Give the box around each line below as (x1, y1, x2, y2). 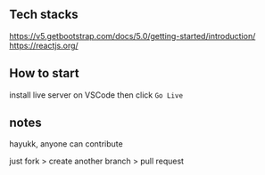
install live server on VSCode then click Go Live (9, 89, 184, 100)
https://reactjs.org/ (9, 40, 79, 51)
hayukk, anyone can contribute (9, 139, 123, 149)
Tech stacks (9, 7, 79, 22)
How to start (9, 66, 79, 81)
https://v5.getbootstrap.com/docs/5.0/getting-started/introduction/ (9, 30, 256, 41)
